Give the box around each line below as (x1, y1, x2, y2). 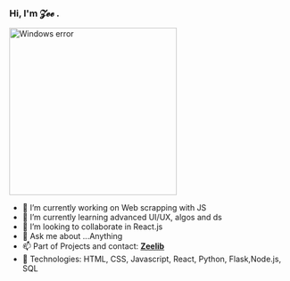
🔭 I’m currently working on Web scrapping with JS (21, 202, 207, 213)
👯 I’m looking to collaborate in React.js (21, 221, 163, 232)
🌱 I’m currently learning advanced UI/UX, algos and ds (21, 212, 223, 223)
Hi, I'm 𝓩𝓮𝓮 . (9, 7, 60, 20)
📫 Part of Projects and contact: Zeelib (21, 241, 165, 252)
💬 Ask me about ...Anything (21, 231, 123, 242)
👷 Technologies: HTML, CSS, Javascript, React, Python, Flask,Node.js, (21, 253, 282, 265)
